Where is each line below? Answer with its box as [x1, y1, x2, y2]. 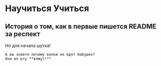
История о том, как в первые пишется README [5, 22, 157, 31]
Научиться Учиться [5, 3, 90, 14]
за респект [5, 30, 41, 38]
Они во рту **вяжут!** [5, 56, 51, 61]
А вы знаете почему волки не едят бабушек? [5, 52, 95, 57]
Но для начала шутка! [5, 43, 51, 49]
